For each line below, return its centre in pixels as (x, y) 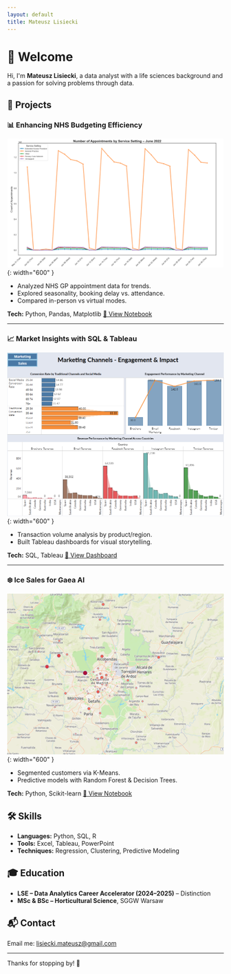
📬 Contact (31, 923)
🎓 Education (36, 873)
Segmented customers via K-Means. (68, 773)
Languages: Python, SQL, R (56, 836)
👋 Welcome (40, 57)
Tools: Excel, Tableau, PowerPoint (66, 844)
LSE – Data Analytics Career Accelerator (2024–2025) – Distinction (114, 893)
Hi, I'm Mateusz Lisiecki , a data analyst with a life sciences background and (115, 76)
